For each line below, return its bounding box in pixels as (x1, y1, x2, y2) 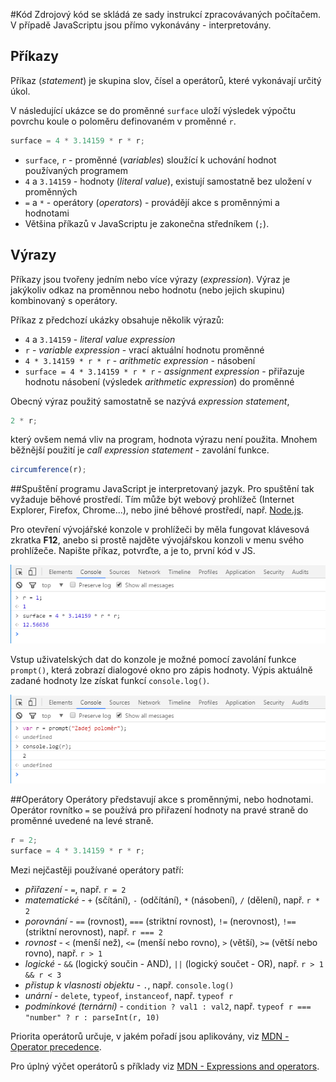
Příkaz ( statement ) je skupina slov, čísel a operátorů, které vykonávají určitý (10, 74, 322, 86)
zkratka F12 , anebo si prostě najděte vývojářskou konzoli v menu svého (10, 534, 305, 546)
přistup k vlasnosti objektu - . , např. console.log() (24, 979, 235, 991)
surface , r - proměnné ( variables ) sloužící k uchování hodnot (24, 154, 277, 166)
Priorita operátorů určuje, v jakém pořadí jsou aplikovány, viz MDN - (10, 1030, 290, 1042)
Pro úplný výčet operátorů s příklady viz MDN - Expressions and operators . (10, 1060, 320, 1072)
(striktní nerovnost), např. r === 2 (24, 925, 163, 938)
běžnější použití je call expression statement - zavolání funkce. (10, 444, 270, 456)
